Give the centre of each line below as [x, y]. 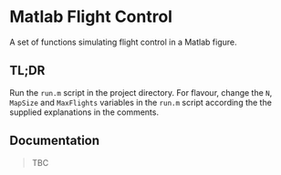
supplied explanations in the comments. [84, 112]
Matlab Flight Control [91, 17]
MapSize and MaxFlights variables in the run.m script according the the [140, 102]
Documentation [55, 141]
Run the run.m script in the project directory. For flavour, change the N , [141, 92]
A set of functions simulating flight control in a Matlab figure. [123, 42]
